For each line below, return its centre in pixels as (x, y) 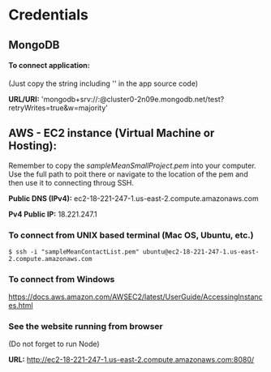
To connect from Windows (62, 279)
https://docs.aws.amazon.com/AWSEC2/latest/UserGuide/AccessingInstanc (135, 297)
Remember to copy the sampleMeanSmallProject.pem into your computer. (133, 165)
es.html (21, 306)
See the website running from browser (86, 327)
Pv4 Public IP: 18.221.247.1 (53, 214)
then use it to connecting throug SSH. (71, 182)
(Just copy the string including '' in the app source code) (103, 83)
